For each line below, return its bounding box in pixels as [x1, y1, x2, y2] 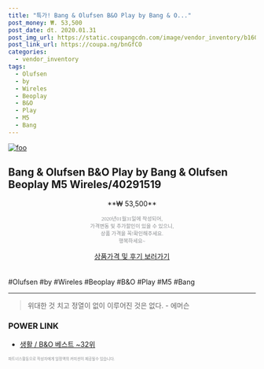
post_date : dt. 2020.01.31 [8, 26, 97, 34]
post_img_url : [8, 33, 55, 42]
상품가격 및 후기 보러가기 [93, 251, 170, 260]
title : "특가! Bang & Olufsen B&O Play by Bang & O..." [8, 11, 192, 20]
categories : [8, 48, 47, 56]
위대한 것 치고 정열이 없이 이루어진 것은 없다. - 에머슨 [27, 301, 190, 310]
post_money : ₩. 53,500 [8, 19, 82, 27]
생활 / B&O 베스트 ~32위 [19, 339, 96, 349]
